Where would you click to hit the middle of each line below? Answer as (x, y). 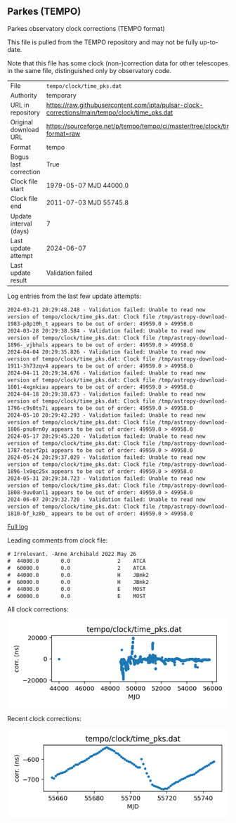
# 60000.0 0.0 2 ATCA (77, 568)
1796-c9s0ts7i (28, 408)
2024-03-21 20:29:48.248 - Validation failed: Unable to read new (106, 310)
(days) (20, 231)
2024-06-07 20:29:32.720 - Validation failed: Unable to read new (106, 499)
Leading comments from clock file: (58, 540)
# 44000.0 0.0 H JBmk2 (78, 575)
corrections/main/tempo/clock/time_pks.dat (110, 112)
